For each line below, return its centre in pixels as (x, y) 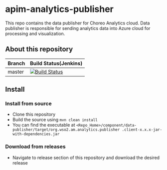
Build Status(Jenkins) (56, 63)
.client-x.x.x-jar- (142, 130)
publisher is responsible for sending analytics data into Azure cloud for (78, 28)
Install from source (28, 104)
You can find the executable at (44, 125)
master (16, 72)
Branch (16, 63)
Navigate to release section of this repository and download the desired (86, 158)
